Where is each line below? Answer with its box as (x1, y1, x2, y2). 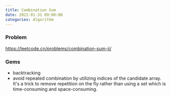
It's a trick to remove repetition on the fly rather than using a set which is (12, 80, 166, 87)
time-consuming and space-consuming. (12, 86, 98, 92)
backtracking (12, 69, 41, 76)
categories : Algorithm (5, 17, 54, 22)
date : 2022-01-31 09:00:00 (5, 12, 63, 17)
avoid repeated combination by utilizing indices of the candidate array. (12, 75, 162, 81)
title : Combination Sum (5, 7, 56, 13)
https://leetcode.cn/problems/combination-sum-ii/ (5, 45, 112, 52)
